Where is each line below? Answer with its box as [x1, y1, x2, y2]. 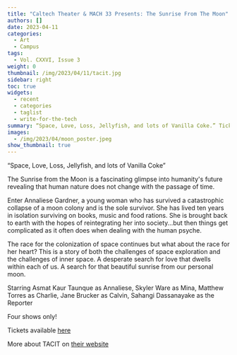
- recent [13, 96, 39, 103]
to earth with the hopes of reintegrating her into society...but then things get [7, 219, 229, 227]
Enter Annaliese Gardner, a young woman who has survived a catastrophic [7, 196, 224, 205]
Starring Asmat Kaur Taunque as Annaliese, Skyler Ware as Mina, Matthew [7, 284, 224, 292]
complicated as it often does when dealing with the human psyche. [7, 226, 202, 235]
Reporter [7, 298, 33, 308]
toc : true [7, 83, 37, 90]
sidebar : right [7, 76, 52, 83]
